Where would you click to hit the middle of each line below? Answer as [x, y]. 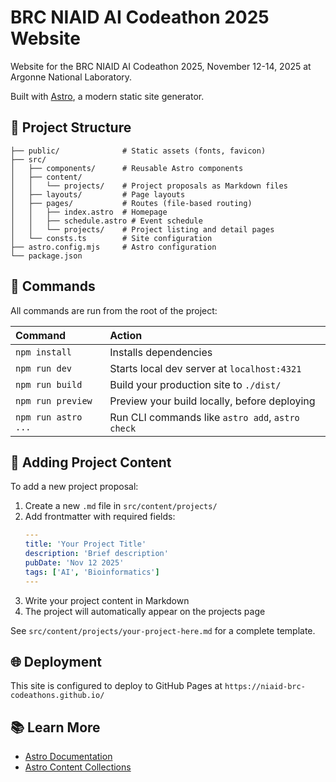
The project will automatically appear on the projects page [145, 611]
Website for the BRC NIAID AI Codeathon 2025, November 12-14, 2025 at [161, 66]
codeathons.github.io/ [57, 696]
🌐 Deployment [56, 662]
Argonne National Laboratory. [71, 77]
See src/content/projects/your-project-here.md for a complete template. [163, 630]
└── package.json [46, 256]
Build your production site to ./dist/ [195, 384]
